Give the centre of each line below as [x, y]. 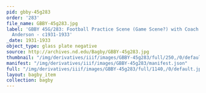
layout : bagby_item [31, 75]
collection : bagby [30, 80]
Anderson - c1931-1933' [42, 35]
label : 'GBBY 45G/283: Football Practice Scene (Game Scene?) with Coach [103, 29]
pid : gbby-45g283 [29, 12]
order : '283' [23, 18]
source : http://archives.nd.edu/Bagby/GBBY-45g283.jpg [78, 52]
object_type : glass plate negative [52, 46]
